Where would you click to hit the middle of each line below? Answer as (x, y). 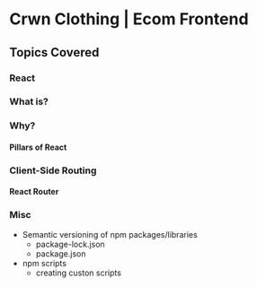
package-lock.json (70, 244)
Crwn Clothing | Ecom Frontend (129, 19)
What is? (29, 101)
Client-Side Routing (53, 170)
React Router (34, 192)
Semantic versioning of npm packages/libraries (110, 234)
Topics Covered (54, 52)
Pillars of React (38, 147)
